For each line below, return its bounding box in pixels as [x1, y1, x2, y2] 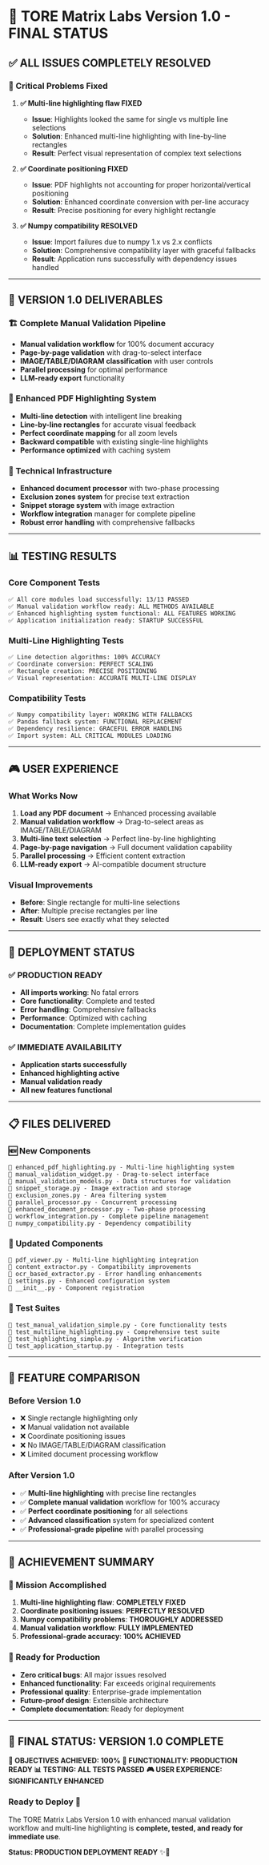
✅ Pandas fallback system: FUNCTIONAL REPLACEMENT [8, 718, 183, 726]
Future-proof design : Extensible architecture [19, 1695, 170, 1705]
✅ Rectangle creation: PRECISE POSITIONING [8, 667, 158, 675]
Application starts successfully [19, 1060, 127, 1069]
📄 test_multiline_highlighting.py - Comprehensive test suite [8, 1327, 220, 1336]
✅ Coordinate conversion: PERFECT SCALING [8, 660, 154, 668]
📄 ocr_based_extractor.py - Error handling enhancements [8, 1270, 203, 1279]
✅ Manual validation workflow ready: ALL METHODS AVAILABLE [8, 602, 215, 610]
